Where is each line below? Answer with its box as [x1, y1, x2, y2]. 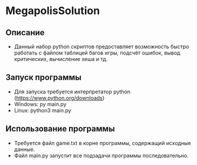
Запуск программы [5, 72, 82, 83]
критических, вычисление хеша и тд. [14, 56, 108, 62]
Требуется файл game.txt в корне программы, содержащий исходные [14, 139, 191, 146]
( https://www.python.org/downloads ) [14, 94, 105, 101]
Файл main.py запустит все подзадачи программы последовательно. [14, 151, 189, 159]
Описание [5, 28, 45, 38]
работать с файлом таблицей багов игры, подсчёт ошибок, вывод [14, 49, 180, 56]
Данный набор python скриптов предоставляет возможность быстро [14, 43, 189, 50]
